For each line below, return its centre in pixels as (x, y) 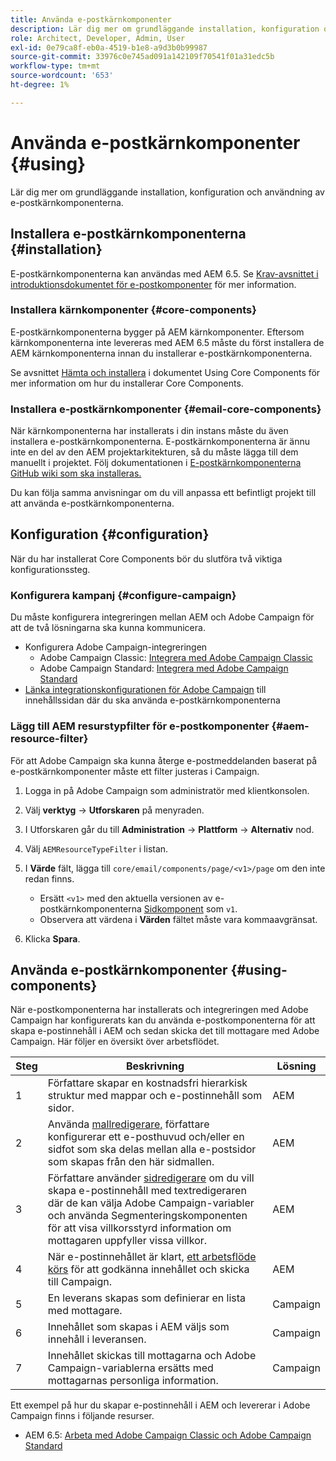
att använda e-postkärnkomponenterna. (92, 503)
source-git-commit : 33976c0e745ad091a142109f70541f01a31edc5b (142, 57)
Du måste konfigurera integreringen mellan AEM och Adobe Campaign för (162, 617)
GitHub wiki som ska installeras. (76, 473)
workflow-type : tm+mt (55, 66)
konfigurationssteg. (50, 569)
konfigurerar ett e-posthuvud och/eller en (146, 1137)
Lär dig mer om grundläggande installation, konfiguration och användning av (167, 192)
